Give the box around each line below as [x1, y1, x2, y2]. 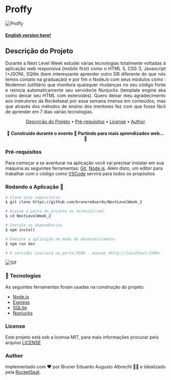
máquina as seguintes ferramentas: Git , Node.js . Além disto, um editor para [5, 165, 163, 171]
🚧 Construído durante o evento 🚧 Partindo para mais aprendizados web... [7, 130, 164, 136]
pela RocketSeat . [5, 369, 41, 375]
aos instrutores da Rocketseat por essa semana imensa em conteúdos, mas [5, 98, 166, 104]
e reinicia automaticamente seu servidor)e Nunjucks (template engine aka [5, 87, 166, 93]
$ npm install [5, 227, 36, 232]
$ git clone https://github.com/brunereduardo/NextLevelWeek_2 [5, 200, 142, 205]
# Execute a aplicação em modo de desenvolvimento [5, 236, 115, 242]
